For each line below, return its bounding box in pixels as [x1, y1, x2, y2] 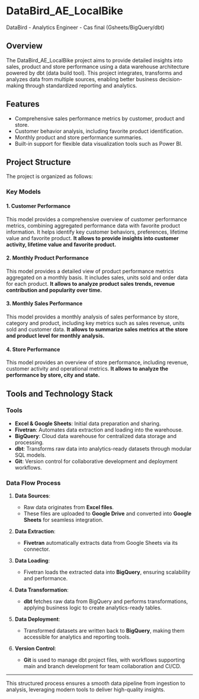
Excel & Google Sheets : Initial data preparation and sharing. [14, 420, 161, 427]
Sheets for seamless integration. [23, 516, 104, 524]
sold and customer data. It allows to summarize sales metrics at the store [6, 325, 188, 333]
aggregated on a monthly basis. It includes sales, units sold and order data [6, 274, 188, 281]
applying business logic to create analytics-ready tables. [23, 604, 162, 611]
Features [6, 99, 40, 109]
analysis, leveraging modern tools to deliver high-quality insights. [6, 686, 165, 693]
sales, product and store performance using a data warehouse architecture [6, 63, 190, 70]
